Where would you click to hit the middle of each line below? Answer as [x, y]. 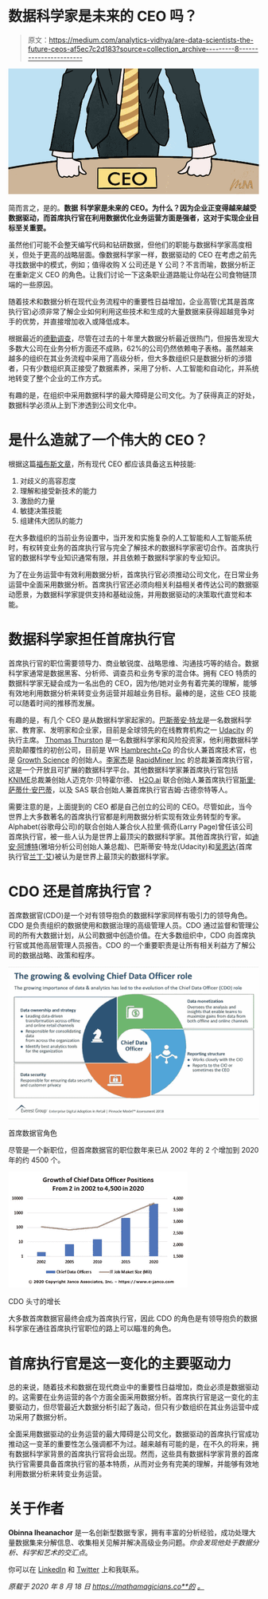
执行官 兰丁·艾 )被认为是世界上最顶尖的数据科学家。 [91, 856]
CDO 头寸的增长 [35, 1302]
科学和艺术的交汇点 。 [57, 1553]
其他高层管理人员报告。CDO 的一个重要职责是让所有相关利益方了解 [139, 945]
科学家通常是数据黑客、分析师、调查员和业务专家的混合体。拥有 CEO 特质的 [132, 673]
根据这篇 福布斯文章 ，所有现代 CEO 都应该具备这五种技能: [102, 464]
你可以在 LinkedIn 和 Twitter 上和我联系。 [76, 1570]
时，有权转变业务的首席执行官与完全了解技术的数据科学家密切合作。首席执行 [134, 548]
